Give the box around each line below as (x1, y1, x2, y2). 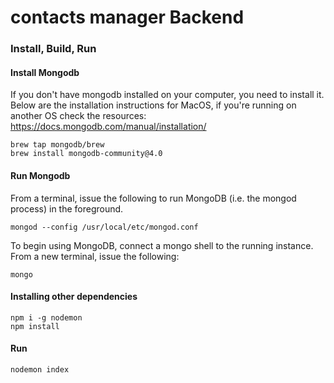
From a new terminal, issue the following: (10, 250, 180, 262)
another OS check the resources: (10, 110, 147, 122)
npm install (10, 321, 60, 331)
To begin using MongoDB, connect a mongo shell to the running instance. (10, 239, 314, 251)
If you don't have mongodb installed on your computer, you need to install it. (10, 89, 325, 101)
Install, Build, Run (10, 42, 97, 56)
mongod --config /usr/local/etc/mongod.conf (10, 222, 199, 232)
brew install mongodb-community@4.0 (10, 149, 163, 159)
